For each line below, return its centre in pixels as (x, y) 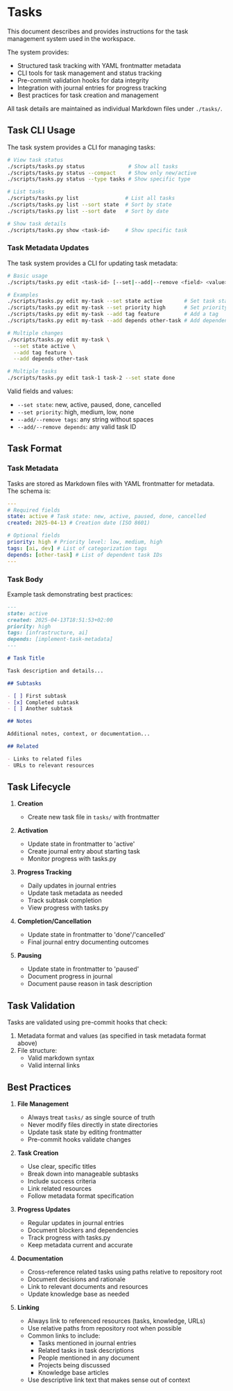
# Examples (23, 295)
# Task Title (26, 658)
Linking (28, 1308)
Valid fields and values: (40, 391)
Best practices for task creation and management (88, 95)
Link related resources (60, 1189)
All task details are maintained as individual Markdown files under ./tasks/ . (115, 108)
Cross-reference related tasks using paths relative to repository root (125, 1272)
